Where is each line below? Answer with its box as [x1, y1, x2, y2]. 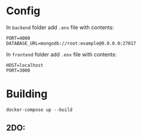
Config [6, 4, 40, 18]
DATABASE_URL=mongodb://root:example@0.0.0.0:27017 [6, 40, 136, 46]
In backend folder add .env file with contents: [6, 24, 114, 31]
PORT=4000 [6, 35, 31, 41]
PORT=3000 [6, 67, 31, 74]
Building [6, 87, 48, 101]
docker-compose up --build [6, 107, 73, 113]
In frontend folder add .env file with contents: [6, 50, 117, 58]
